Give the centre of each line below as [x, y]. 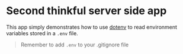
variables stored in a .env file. [42, 33]
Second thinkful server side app [86, 11]
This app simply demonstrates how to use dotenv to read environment [92, 27]
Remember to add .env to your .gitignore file [75, 45]
